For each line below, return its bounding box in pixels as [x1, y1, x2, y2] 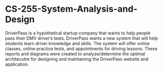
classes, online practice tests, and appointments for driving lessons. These [5, 46, 158, 51]
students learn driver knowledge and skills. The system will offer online [5, 40, 150, 46]
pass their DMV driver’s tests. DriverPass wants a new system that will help [5, 35, 158, 41]
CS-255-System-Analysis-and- [5, 3, 138, 15]
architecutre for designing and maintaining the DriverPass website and [5, 56, 149, 62]
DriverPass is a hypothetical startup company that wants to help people [5, 30, 151, 36]
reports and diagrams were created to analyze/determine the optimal [5, 50, 146, 57]
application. [5, 61, 29, 67]
